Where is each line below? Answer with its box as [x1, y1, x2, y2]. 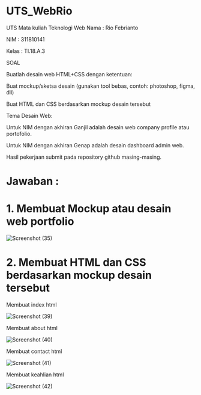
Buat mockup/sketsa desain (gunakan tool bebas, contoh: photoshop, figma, [6, 82, 195, 90]
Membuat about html [6, 325, 58, 331]
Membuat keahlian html [6, 371, 64, 378]
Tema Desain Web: [6, 112, 53, 119]
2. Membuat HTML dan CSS [6, 256, 146, 269]
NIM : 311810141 [6, 35, 45, 43]
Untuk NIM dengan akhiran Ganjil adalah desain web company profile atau [6, 123, 190, 130]
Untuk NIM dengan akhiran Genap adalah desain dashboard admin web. [6, 141, 184, 149]
